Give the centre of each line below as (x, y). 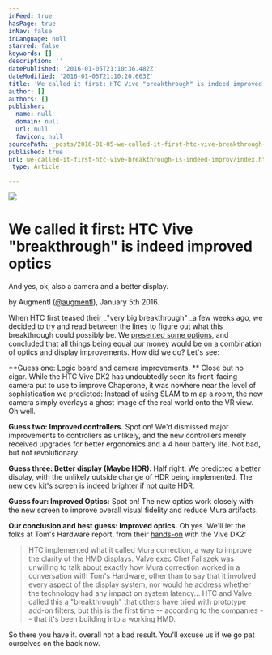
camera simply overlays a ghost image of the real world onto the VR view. (131, 403)
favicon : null (39, 136)
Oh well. (22, 412)
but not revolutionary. (44, 453)
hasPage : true (32, 24)
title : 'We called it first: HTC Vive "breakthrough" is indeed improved (136, 84)
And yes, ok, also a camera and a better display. (88, 287)
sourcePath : (28, 144)
